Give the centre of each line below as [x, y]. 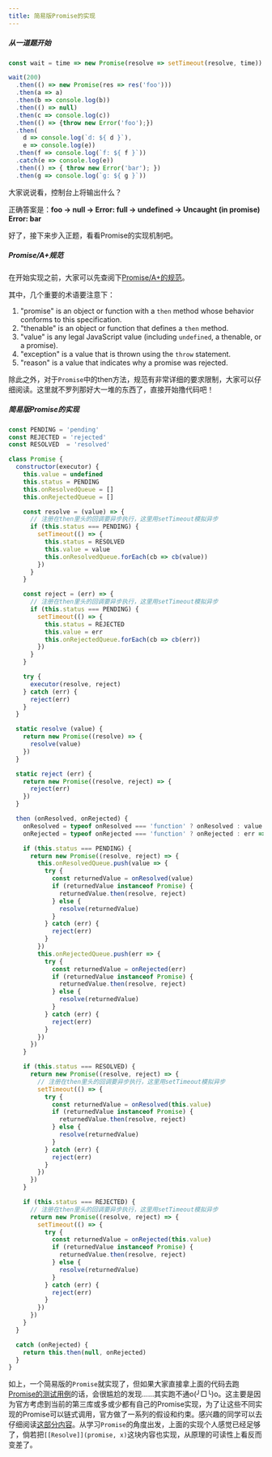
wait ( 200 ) [25, 78]
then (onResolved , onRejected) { [72, 819]
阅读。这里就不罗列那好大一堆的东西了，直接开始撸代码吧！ [115, 389]
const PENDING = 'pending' [54, 430]
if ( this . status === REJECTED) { [79, 1202]
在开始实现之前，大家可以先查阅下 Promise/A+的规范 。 [99, 277]
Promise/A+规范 [36, 256]
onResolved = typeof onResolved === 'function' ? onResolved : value [143, 826]
